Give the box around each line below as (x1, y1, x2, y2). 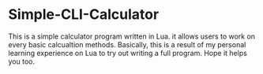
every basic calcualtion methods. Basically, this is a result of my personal (8, 39, 246, 49)
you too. (8, 57, 36, 66)
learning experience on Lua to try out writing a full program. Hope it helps (8, 48, 247, 57)
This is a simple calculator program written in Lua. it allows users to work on (8, 31, 255, 41)
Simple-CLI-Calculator (8, 6, 160, 24)
